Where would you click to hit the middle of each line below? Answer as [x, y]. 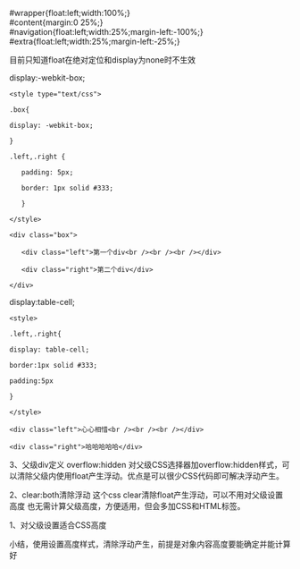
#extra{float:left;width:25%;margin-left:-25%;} [95, 41]
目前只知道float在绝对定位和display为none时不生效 [103, 60]
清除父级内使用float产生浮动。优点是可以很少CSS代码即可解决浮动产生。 [150, 476]
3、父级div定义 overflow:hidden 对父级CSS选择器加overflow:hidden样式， [146, 465]
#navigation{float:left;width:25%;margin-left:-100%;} [106, 32]
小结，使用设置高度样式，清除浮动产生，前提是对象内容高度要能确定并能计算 [150, 544]
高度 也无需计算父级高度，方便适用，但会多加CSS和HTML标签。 [127, 506]
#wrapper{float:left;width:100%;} [70, 13]
